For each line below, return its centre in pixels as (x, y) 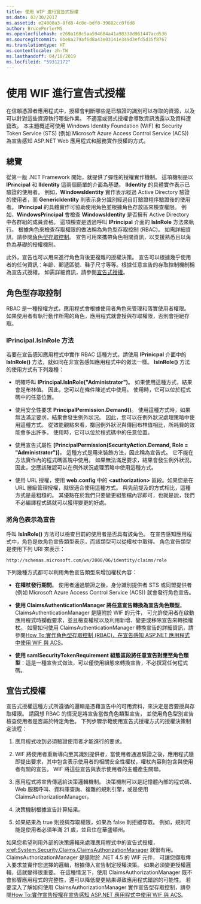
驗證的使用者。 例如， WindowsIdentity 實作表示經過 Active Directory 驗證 (98, 192)
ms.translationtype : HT (36, 45)
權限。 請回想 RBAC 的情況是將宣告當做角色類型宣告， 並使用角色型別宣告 (103, 714)
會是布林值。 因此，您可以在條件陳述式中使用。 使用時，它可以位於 (98, 390)
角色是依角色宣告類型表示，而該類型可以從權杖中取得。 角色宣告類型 (106, 541)
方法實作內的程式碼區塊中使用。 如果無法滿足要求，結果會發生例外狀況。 (105, 460)
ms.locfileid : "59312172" (38, 62)
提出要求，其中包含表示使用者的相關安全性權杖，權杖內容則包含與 (101, 762)
